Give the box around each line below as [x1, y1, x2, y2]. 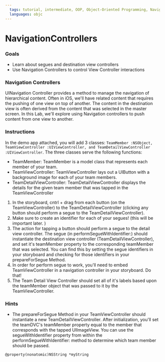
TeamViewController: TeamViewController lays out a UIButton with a [12, 169, 150, 175]
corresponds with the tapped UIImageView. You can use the [12, 327, 134, 333]
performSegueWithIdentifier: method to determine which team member [12, 337, 156, 343]
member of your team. [12, 164, 58, 170]
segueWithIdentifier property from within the [12, 332, 103, 338]
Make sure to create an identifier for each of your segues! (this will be [12, 215, 154, 221]
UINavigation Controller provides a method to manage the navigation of [5, 90, 150, 96]
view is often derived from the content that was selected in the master [5, 106, 147, 112]
